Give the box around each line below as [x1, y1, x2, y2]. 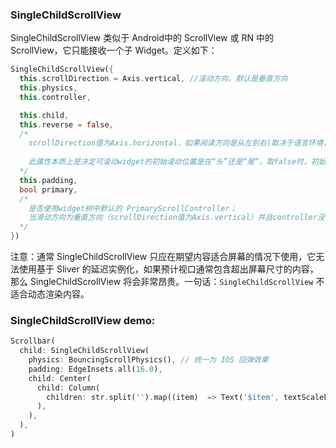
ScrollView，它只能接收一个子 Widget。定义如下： [10, 44, 218, 57]
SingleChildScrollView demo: [10, 313, 156, 327]
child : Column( [36, 383, 101, 393]
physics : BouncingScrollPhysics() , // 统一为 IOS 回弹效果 [28, 355, 269, 365]
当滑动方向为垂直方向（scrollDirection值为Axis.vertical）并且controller [28, 213, 318, 223]
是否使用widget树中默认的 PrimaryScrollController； [28, 203, 238, 213]
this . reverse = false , [19, 119, 114, 130]
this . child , [19, 110, 70, 120]
